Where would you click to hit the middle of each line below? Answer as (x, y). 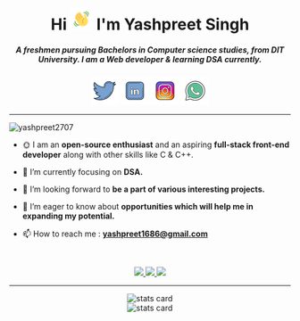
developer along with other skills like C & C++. (108, 155)
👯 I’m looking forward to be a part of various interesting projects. (143, 189)
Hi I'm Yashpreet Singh (150, 25)
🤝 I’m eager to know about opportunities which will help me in (138, 207)
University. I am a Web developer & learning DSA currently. (150, 59)
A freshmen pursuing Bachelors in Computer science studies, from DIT (150, 49)
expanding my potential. (68, 216)
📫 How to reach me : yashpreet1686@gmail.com (115, 234)
